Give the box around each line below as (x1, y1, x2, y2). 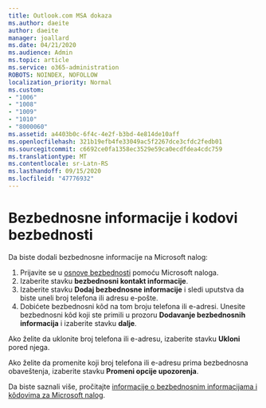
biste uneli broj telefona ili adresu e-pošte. (19, 292, 158, 303)
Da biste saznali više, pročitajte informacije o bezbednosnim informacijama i (8, 382, 257, 391)
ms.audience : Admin (8, 49, 73, 57)
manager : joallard (8, 33, 69, 42)
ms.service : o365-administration (8, 64, 119, 72)
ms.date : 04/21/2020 (8, 41, 77, 49)
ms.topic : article (8, 57, 69, 65)
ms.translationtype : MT (8, 152, 88, 160)
